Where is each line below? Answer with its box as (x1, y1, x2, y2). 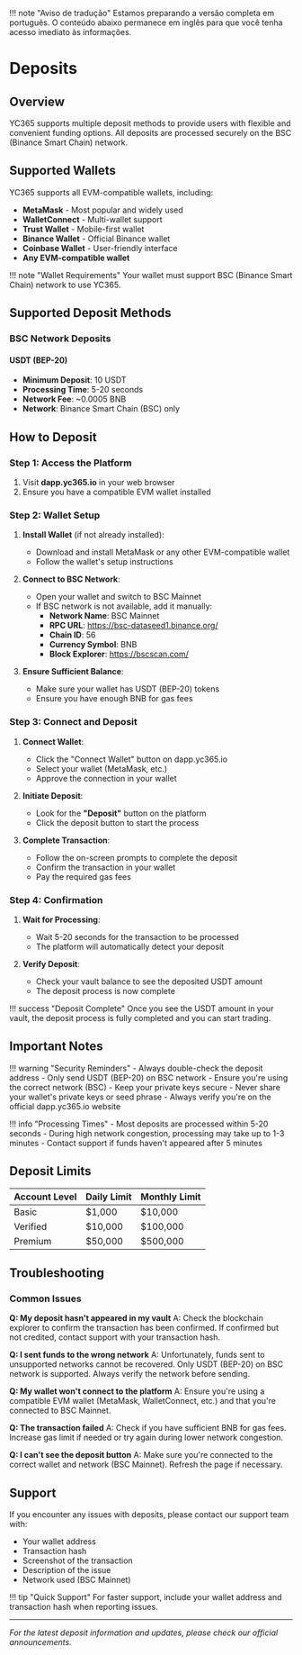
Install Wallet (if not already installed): (22, 529, 164, 540)
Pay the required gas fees (35, 871, 132, 882)
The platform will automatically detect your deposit (35, 941, 225, 952)
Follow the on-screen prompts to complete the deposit (35, 852, 238, 863)
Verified (13, 1220, 48, 1233)
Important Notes (9, 1039, 103, 1054)
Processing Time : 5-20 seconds (22, 384, 144, 395)
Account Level (13, 1190, 77, 1203)
